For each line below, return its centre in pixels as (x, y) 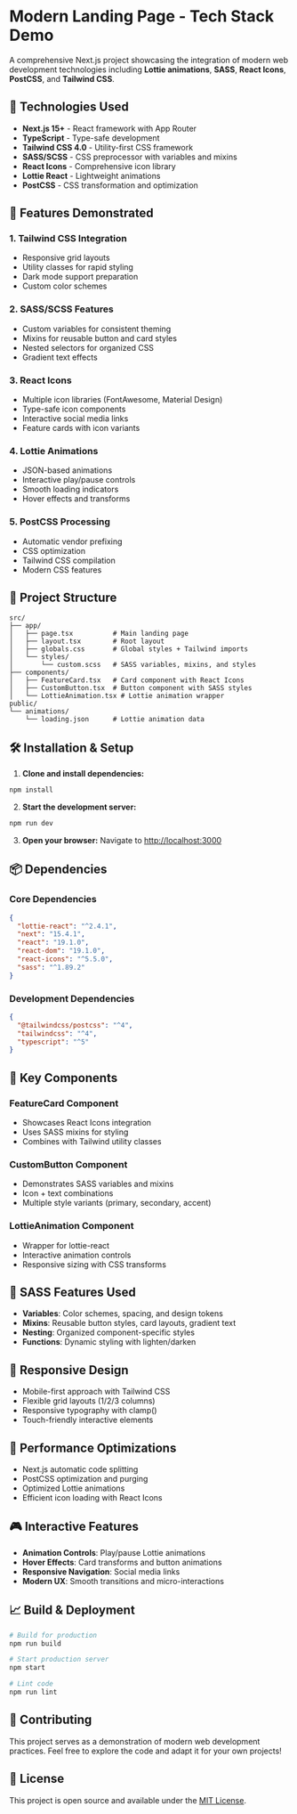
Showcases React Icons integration (87, 1123)
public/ (24, 704)
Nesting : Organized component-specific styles (108, 1332)
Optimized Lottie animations (73, 1488)
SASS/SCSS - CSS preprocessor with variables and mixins (129, 157)
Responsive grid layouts (66, 258)
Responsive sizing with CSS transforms (94, 1264)
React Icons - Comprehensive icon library (99, 166)
